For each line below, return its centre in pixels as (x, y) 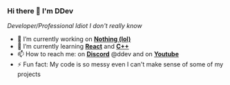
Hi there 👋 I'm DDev (40, 11)
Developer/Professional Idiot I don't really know (75, 26)
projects (29, 74)
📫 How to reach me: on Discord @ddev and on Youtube (98, 54)
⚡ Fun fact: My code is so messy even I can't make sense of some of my (120, 64)
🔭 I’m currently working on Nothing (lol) (74, 39)
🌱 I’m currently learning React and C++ (73, 47)
